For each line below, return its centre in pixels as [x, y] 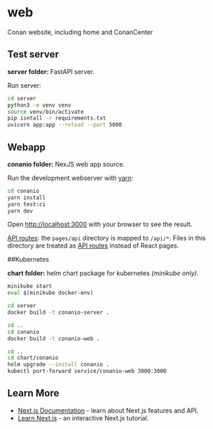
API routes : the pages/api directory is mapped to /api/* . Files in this [106, 238]
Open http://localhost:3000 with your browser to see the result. [100, 224]
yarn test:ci [27, 204]
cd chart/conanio [33, 358]
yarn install [27, 197]
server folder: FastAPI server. [51, 71]
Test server [33, 54]
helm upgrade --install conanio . [59, 365]
